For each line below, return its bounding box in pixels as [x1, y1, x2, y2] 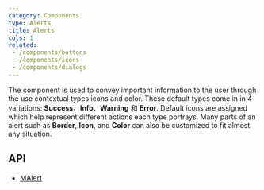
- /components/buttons [11, 48, 87, 56]
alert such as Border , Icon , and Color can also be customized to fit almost [8, 120, 251, 130]
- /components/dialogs [11, 64, 87, 72]
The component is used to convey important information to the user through [8, 85, 257, 95]
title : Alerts [8, 26, 55, 34]
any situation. [8, 129, 52, 138]
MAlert [19, 173, 42, 183]
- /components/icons [11, 56, 80, 64]
